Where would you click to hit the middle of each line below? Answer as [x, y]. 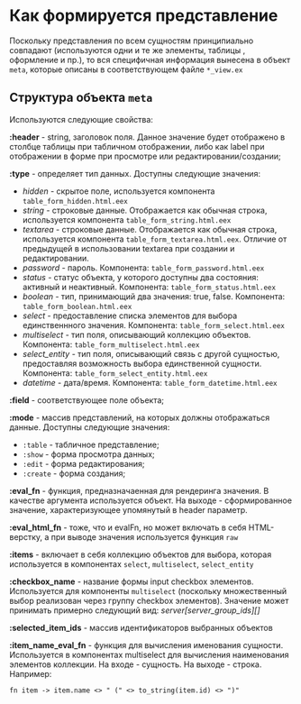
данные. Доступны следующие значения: [90, 427]
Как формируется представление [144, 16]
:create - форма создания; [74, 473]
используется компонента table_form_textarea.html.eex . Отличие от [155, 239]
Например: [31, 673]
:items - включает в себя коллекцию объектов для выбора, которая [141, 554]
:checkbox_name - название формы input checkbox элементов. [132, 581]
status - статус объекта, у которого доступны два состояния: [141, 277]
